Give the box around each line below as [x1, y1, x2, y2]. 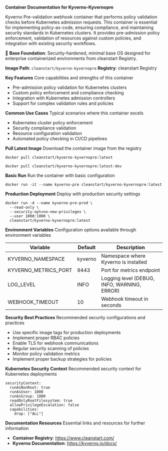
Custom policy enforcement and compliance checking [12, 90, 124, 95]
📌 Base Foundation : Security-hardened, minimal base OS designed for [5, 50, 151, 56]
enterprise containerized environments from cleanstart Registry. [5, 55, 137, 61]
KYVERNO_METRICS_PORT [7, 267, 72, 274]
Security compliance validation [12, 125, 76, 131]
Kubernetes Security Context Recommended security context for [5, 366, 141, 372]
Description [116, 244, 145, 251]
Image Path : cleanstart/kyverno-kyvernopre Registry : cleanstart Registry [5, 65, 157, 71]
